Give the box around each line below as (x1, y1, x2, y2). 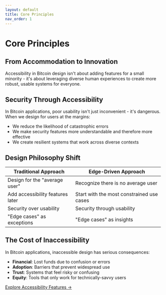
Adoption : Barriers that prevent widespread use (12, 264, 110, 270)
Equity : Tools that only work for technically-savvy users (12, 274, 126, 280)
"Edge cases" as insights (75, 216, 133, 223)
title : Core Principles (5, 12, 54, 17)
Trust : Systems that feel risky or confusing (12, 269, 100, 275)
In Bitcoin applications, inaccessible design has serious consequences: (5, 249, 150, 255)
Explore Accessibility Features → (5, 284, 72, 290)
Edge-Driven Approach (88, 168, 145, 175)
